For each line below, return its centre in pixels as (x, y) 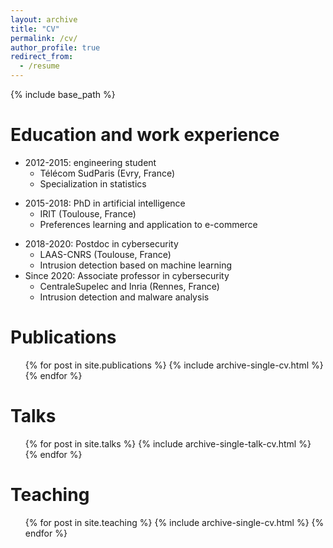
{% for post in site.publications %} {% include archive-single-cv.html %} (174, 365)
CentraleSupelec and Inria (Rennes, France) (129, 286)
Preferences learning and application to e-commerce (148, 224)
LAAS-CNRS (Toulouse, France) (105, 254)
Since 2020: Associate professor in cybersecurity (127, 275)
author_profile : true (55, 47)
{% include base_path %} (63, 94)
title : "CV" (35, 29)
